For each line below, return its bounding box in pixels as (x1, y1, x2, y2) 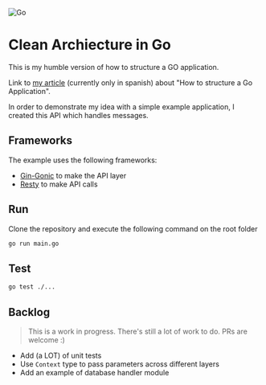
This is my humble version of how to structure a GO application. (8, 62, 219, 72)
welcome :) (27, 334, 66, 345)
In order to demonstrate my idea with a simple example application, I (8, 101, 235, 112)
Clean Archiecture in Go (8, 36, 171, 54)
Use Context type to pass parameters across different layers (19, 358, 219, 369)
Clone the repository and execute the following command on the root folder (8, 223, 258, 233)
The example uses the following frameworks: (8, 155, 158, 165)
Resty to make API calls (19, 179, 98, 189)
